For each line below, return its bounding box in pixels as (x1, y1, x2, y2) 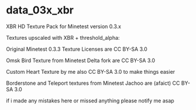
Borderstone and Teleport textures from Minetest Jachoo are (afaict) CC (6, 80, 180, 87)
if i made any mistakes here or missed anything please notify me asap (6, 97, 174, 104)
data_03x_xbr (6, 4, 74, 17)
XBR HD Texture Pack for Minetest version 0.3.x (6, 23, 122, 30)
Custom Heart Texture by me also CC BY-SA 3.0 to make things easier (6, 68, 176, 75)
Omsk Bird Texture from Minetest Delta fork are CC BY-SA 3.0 (6, 57, 155, 64)
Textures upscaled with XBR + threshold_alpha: (6, 34, 120, 41)
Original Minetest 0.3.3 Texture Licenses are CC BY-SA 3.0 (6, 45, 147, 53)
